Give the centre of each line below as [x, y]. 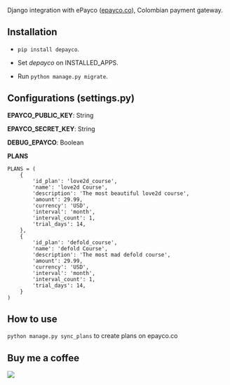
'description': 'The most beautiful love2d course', [111, 193]
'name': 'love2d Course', [70, 187]
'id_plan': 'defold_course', [75, 242]
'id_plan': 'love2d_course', [75, 181]
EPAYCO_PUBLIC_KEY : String [50, 115]
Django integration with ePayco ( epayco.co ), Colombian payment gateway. [115, 10]
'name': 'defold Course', [70, 248]
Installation [32, 32]
